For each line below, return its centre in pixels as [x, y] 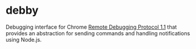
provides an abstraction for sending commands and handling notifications [98, 33]
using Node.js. [24, 39]
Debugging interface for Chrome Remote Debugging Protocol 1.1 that [91, 27]
